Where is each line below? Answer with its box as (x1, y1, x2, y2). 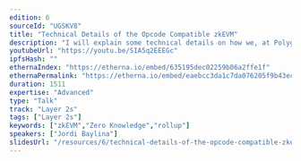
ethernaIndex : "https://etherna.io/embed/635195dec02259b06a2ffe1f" (9, 64, 271, 72)
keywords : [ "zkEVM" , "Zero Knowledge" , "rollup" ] (9, 122, 191, 131)
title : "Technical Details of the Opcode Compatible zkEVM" (9, 30, 239, 38)
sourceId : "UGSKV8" (9, 21, 82, 30)
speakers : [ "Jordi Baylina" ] (9, 130, 118, 139)
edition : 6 (9, 13, 50, 22)
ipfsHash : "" (9, 55, 58, 64)
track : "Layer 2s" (9, 105, 78, 114)
